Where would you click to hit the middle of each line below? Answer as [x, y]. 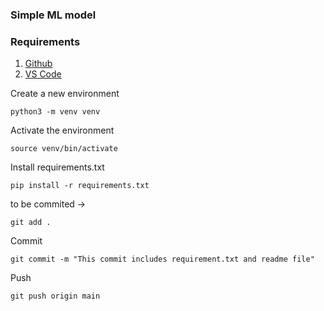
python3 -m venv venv [55, 112]
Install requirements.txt [57, 167]
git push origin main [55, 296]
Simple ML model [53, 15]
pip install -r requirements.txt [80, 186]
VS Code [43, 74]
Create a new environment [65, 94]
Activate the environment [62, 130]
